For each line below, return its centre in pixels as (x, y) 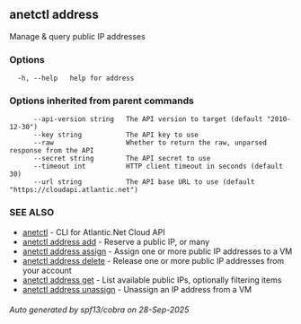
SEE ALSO (32, 213)
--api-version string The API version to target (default (148, 119)
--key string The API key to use (116, 135)
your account (47, 270)
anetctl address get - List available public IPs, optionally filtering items (152, 280)
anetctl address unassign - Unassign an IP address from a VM (137, 289)
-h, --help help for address (76, 79)
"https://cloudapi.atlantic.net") (74, 190)
